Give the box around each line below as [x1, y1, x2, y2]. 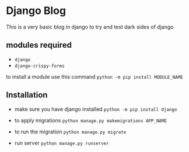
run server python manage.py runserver [14, 139, 109, 146]
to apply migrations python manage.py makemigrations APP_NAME [14, 116, 167, 123]
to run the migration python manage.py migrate [14, 128, 127, 135]
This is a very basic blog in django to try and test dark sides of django [6, 23, 174, 30]
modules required [6, 40, 72, 50]
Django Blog [6, 4, 66, 17]
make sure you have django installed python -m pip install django [14, 105, 177, 112]
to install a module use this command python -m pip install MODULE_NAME [6, 73, 184, 80]
